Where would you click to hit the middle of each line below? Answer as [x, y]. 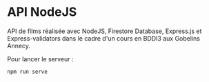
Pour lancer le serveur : [40, 59]
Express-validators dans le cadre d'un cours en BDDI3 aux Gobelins [103, 38]
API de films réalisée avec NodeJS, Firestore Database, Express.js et [104, 31]
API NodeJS [42, 12]
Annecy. [19, 45]
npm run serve [28, 72]
